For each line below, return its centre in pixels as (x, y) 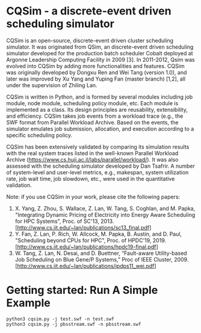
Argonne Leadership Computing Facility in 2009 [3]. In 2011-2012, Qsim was (100, 60)
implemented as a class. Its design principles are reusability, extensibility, (97, 109)
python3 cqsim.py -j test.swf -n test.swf (60, 319)
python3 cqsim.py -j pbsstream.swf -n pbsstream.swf (74, 324)
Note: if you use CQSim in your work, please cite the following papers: (93, 197)
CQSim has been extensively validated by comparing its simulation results (98, 147)
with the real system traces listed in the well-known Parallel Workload (92, 153)
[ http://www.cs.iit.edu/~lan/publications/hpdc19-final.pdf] (86, 246)
